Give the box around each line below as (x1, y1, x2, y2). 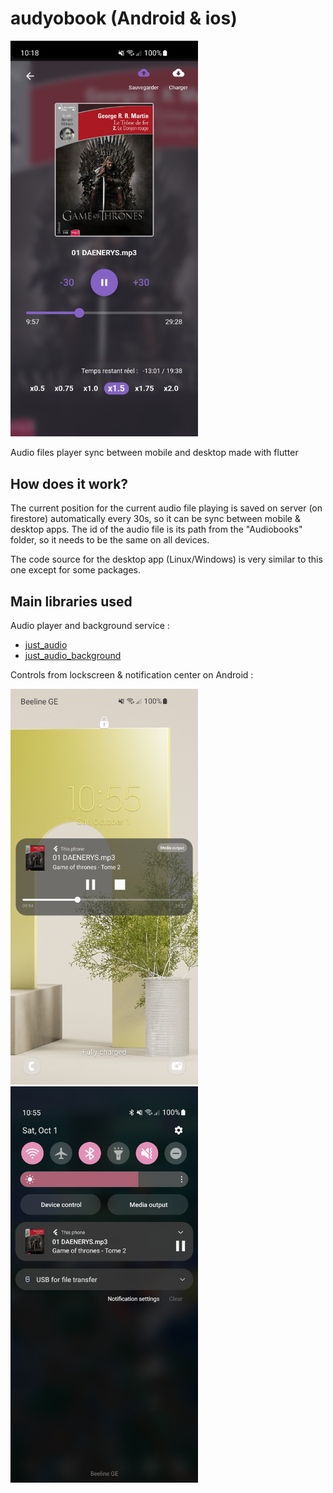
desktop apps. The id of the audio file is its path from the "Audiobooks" (10, 523, 303, 536)
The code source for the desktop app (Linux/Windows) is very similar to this (10, 553, 323, 566)
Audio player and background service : (10, 619, 170, 631)
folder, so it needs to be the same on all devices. (10, 534, 210, 546)
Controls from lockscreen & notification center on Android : (10, 668, 254, 681)
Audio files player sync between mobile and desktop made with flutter (10, 447, 299, 459)
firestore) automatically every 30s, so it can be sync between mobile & (10, 513, 301, 525)
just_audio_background (24, 649, 122, 661)
